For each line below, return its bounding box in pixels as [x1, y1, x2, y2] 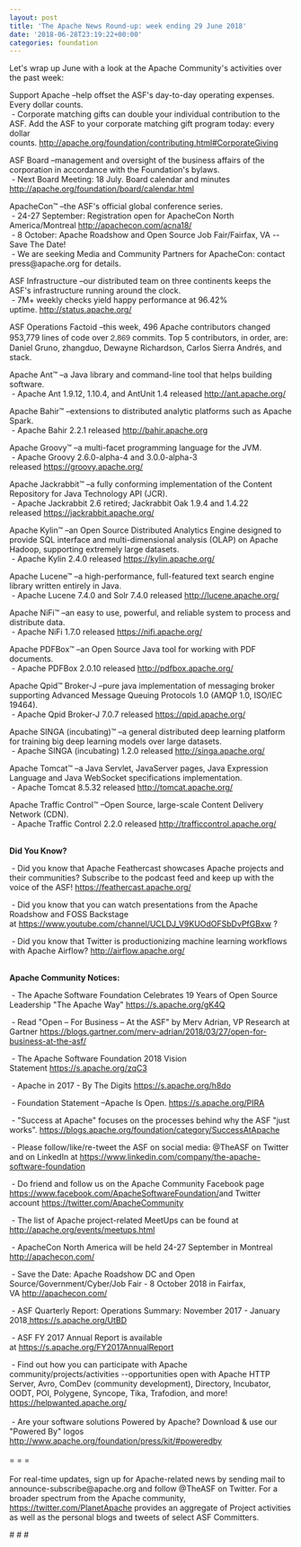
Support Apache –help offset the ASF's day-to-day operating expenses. [9, 90, 275, 101]
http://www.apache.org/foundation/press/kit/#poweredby [9, 1436, 223, 1446]
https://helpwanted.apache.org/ [9, 1398, 128, 1409]
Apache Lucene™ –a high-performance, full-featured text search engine [9, 571, 275, 582]
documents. [9, 653, 54, 665]
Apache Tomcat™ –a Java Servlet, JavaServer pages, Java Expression [9, 763, 269, 773]
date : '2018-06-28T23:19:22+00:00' [9, 30, 143, 39]
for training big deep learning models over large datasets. [9, 736, 222, 747]
